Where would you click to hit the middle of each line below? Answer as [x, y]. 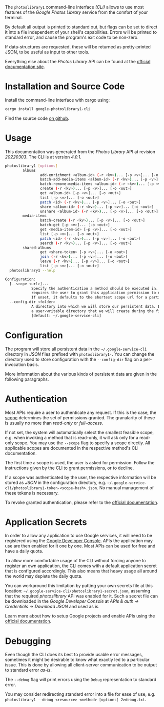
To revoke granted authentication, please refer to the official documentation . [82, 502]
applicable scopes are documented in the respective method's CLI [72, 448]
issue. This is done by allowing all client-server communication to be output [81, 665]
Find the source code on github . [37, 118]
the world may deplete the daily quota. [44, 576]
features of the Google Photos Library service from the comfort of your [76, 12]
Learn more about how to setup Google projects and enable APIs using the [80, 616]
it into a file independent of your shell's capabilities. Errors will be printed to [81, 32]
